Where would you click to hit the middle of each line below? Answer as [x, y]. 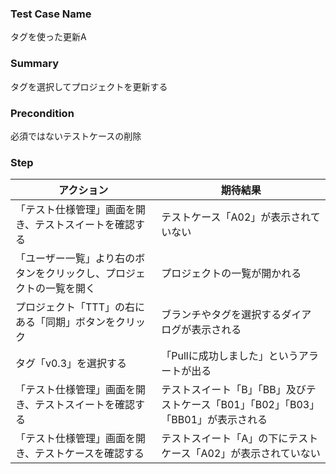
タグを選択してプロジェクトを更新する [89, 86]
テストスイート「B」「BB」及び [234, 390]
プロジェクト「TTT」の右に [80, 307]
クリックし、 [76, 274]
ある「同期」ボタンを [66, 322]
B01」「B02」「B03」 [270, 405]
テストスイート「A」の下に [225, 439]
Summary [35, 64]
